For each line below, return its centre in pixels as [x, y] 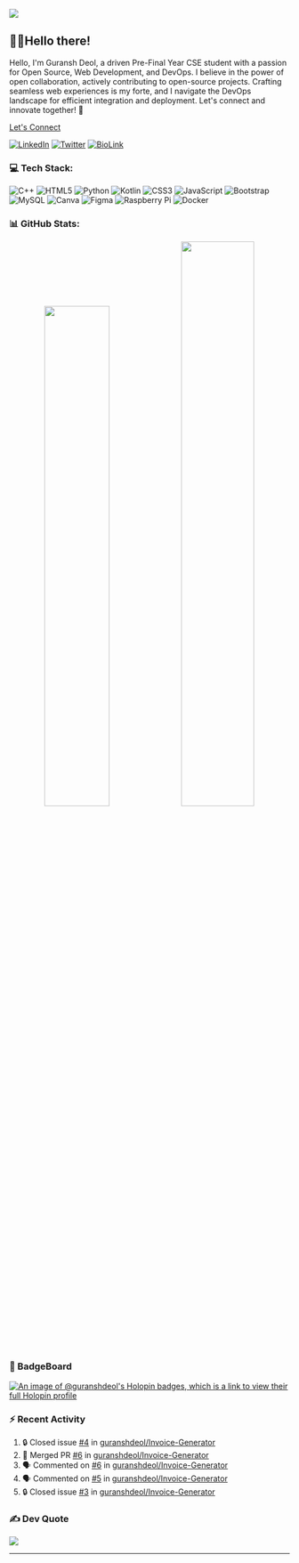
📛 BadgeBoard [41, 1366]
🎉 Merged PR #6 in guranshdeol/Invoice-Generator [115, 1455]
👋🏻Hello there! [50, 41]
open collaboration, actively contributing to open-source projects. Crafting [145, 81]
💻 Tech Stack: [41, 167]
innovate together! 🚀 [47, 109]
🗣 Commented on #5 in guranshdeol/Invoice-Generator [125, 1478]
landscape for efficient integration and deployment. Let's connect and [137, 100]
